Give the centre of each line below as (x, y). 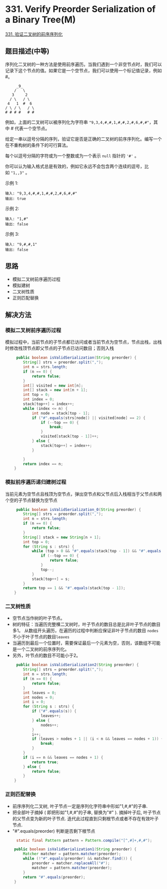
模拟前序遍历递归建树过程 (36, 482)
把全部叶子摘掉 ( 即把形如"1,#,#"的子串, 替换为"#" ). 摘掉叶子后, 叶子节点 (86, 812)
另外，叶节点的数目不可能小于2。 (46, 656)
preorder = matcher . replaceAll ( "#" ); (71, 863)
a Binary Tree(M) (41, 20)
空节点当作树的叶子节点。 (39, 618)
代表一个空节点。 (32, 128)
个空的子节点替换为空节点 (31, 500)
